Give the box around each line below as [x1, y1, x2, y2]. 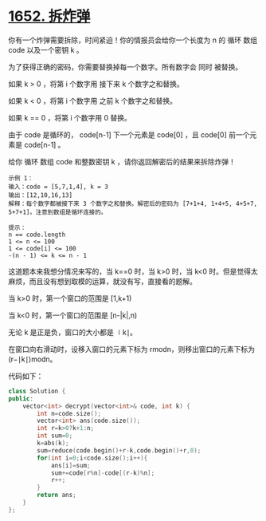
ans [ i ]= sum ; [50, 461, 91, 469]
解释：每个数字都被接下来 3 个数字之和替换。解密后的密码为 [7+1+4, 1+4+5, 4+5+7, [8, 199, 258, 207]
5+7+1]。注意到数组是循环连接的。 [8, 208, 108, 216]
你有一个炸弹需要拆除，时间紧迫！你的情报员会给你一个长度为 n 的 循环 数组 [8, 35, 258, 45]
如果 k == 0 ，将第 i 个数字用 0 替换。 [8, 112, 131, 122]
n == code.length [8, 231, 66, 239]
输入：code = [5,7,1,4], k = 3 [8, 183, 109, 191]
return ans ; [37, 491, 77, 499]
